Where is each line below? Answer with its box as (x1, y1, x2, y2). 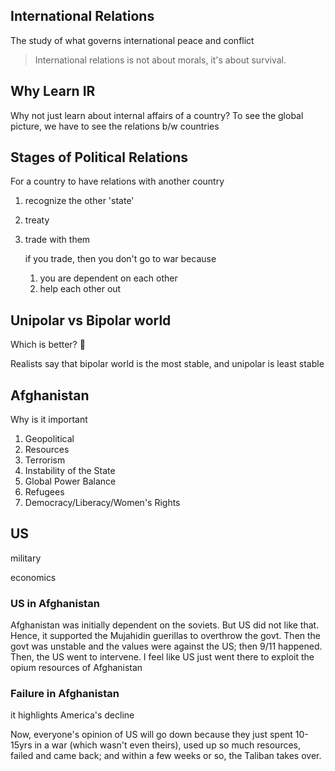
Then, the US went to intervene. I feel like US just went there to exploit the (10, 651, 315, 663)
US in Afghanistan (10, 596, 100, 610)
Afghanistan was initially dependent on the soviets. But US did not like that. (10, 619, 320, 631)
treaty (24, 214, 50, 226)
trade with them (24, 234, 91, 246)
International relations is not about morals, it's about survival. (34, 54, 287, 66)
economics (10, 571, 57, 583)
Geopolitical (24, 433, 75, 445)
